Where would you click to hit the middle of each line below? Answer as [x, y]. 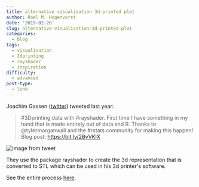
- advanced [25, 78]
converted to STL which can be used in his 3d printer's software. [86, 166]
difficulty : [21, 73]
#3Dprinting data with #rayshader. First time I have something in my [104, 117]
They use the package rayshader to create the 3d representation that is [94, 160]
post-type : [20, 84]
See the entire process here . [41, 177]
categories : [21, 34]
